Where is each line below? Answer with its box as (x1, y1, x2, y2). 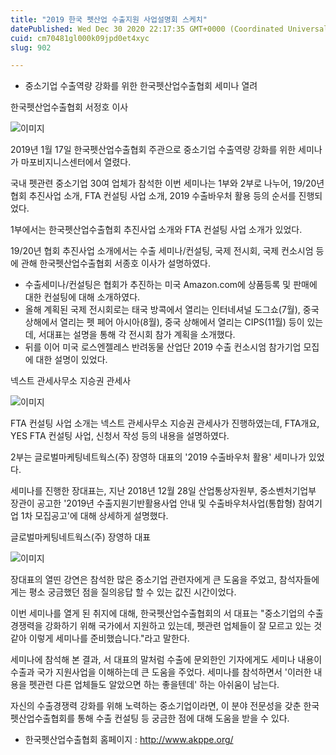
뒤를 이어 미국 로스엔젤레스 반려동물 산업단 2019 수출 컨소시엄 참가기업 (24, 341, 302, 353)
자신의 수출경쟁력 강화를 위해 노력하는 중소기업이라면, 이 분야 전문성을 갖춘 (10, 700, 302, 712)
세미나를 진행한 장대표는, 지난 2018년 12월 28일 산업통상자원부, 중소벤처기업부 (10, 485, 317, 497)
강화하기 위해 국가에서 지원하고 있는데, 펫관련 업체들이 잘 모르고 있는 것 (44, 620, 323, 632)
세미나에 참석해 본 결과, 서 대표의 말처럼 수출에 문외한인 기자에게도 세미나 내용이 (10, 654, 323, 666)
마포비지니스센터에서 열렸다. (20, 156, 132, 168)
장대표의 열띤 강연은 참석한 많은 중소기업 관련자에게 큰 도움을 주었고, (10, 574, 277, 586)
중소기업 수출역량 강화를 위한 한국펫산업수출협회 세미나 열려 (24, 80, 258, 92)
